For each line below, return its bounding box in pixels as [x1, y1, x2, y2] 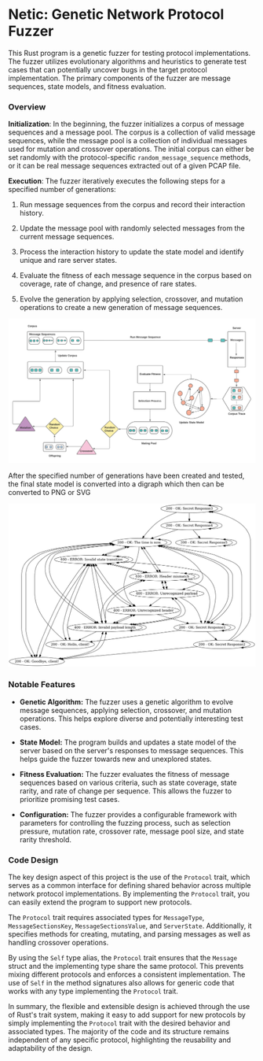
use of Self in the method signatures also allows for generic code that [8, 978, 235, 987]
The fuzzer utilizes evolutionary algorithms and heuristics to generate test [8, 57, 247, 66]
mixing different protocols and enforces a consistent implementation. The [8, 970, 246, 979]
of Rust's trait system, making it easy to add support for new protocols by [8, 1010, 246, 1019]
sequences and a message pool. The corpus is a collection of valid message [8, 128, 256, 137]
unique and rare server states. [19, 256, 118, 265]
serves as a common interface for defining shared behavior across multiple [8, 880, 251, 890]
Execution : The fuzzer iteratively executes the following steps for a [8, 176, 225, 186]
